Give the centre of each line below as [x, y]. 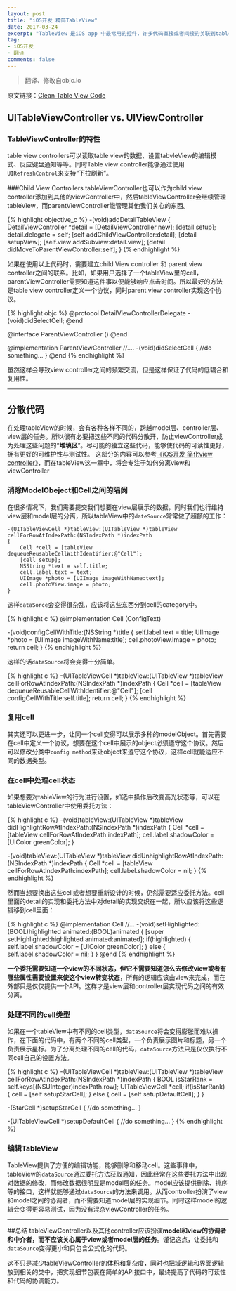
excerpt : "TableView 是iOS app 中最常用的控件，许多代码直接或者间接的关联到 [111, 33]
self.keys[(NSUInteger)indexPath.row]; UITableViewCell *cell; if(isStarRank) [116, 1087]
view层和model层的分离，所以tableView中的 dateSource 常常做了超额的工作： [118, 516]
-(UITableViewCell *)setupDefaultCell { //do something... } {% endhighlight [115, 1122]
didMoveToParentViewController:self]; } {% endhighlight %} [94, 249]
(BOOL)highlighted [34, 932]
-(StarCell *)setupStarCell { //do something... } [74, 1108]
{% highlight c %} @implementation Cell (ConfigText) [84, 618]
